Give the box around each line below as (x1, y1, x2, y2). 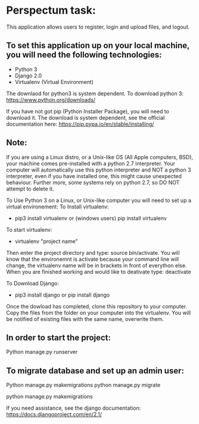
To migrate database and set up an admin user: (6, 366, 185, 376)
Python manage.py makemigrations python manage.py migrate (6, 382, 161, 389)
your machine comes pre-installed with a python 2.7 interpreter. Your (6, 160, 176, 167)
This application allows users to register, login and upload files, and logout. (6, 23, 190, 30)
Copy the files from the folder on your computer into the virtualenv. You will (6, 309, 191, 316)
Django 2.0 (14, 72, 42, 79)
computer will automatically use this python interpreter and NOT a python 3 (6, 166, 191, 173)
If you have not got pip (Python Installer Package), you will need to (6, 108, 170, 115)
